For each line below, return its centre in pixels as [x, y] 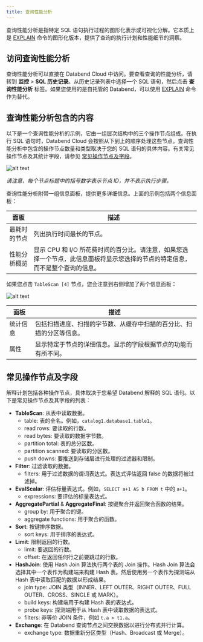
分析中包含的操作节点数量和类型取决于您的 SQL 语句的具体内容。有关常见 [103, 148]
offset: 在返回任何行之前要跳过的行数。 [72, 557]
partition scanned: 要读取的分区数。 [69, 451]
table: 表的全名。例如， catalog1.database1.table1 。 [89, 421]
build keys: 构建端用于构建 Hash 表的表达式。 [81, 603]
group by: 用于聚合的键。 [55, 512]
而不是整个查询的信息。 [67, 268]
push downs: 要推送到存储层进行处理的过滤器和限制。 [91, 458]
